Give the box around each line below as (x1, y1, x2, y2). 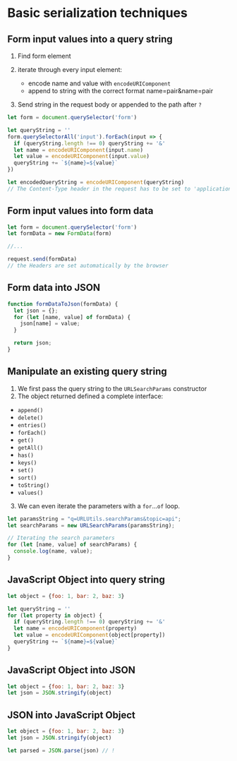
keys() (17, 459, 37, 467)
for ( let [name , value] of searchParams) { (7, 541, 138, 549)
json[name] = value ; (20, 320, 80, 328)
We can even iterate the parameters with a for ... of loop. (17, 501, 181, 510)
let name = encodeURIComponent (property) (13, 625, 138, 633)
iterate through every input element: (17, 66, 122, 73)
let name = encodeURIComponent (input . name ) (13, 146, 143, 153)
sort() (17, 474, 37, 481)
